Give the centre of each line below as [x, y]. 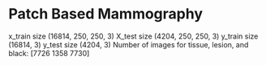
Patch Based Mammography [106, 14]
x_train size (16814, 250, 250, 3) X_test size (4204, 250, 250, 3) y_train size [133, 36]
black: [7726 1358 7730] [49, 53]
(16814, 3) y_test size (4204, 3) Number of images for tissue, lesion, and [129, 44]
